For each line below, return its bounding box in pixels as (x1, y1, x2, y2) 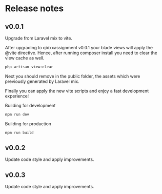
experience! (5, 93, 29, 99)
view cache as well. (5, 55, 45, 61)
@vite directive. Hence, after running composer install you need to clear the (5, 50, 158, 56)
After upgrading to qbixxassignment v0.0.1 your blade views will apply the (5, 45, 153, 50)
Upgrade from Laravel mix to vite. (5, 35, 72, 41)
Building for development (5, 102, 56, 108)
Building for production (5, 120, 51, 127)
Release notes (5, 3, 64, 14)
